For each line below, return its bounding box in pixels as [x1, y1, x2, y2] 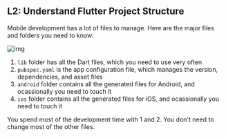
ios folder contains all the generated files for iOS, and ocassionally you [17, 95, 220, 103]
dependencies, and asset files [17, 72, 103, 81]
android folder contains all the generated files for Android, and [17, 79, 195, 88]
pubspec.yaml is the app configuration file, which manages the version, [17, 65, 218, 73]
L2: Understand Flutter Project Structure [7, 6, 185, 17]
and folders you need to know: [7, 31, 95, 39]
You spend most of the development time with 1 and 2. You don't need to [7, 115, 214, 124]
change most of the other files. [7, 122, 95, 130]
